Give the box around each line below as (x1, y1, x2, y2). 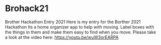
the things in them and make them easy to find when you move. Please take (5, 29, 156, 35)
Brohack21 (5, 3, 48, 14)
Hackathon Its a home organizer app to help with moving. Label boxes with (5, 24, 154, 30)
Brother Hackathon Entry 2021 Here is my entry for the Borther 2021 (5, 19, 141, 25)
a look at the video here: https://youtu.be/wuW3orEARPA (5, 34, 119, 40)
